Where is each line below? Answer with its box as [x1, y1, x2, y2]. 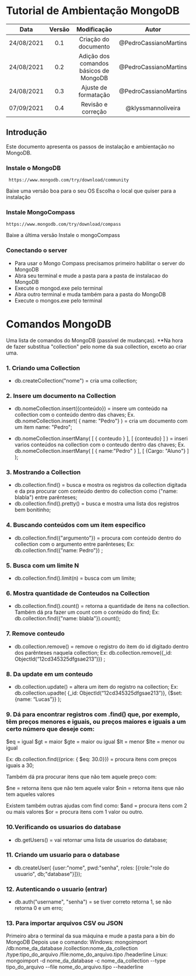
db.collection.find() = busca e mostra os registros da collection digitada [14, 482, 187, 489]
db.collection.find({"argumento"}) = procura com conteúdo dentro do [14, 534, 182, 541]
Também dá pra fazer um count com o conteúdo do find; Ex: [14, 609, 160, 616]
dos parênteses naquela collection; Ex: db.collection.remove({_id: [14, 649, 172, 656]
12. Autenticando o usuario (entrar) [6, 885, 108, 893]
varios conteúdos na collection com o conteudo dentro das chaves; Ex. [14, 441, 185, 448]
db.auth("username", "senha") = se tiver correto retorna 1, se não [14, 898, 172, 905]
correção [81, 107, 107, 115]
